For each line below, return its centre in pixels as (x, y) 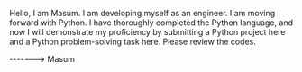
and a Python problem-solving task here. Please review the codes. (133, 41)
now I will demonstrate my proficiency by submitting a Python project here (147, 32)
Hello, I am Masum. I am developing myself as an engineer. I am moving (142, 13)
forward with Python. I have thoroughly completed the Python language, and (151, 22)
